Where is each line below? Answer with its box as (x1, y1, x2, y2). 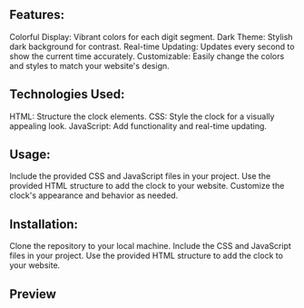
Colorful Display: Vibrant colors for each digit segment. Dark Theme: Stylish (9, 31, 293, 42)
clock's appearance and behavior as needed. (9, 190, 179, 201)
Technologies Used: (9, 86, 125, 103)
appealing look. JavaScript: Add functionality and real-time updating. (9, 120, 268, 131)
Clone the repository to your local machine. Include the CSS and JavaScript (9, 241, 292, 252)
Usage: (9, 147, 52, 163)
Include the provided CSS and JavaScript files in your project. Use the (9, 171, 271, 182)
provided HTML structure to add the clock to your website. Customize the (9, 181, 285, 192)
